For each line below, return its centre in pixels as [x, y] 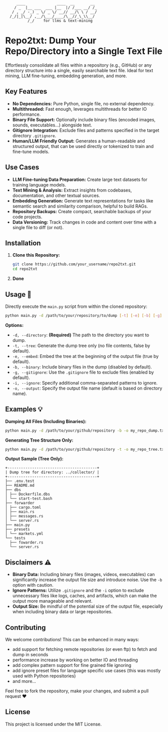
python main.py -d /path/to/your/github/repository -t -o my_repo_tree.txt [86, 449]
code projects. [27, 217]
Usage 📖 [18, 294]
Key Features [26, 92]
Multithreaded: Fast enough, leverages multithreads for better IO [79, 109]
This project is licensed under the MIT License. [53, 724]
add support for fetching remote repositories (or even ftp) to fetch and [84, 649]
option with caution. [33, 585]
